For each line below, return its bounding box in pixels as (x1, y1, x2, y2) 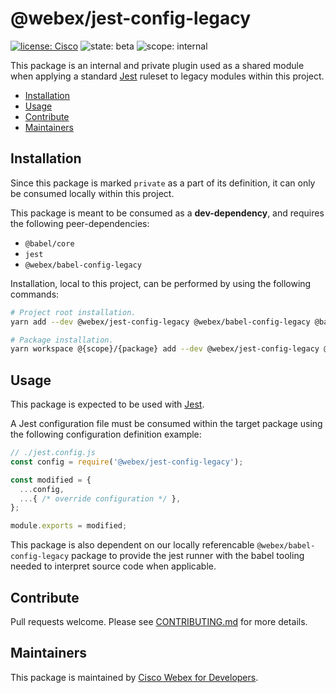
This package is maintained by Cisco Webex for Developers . (10, 671, 259, 683)
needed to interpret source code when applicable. (10, 560, 217, 572)
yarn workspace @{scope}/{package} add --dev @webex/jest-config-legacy (10, 344, 320, 354)
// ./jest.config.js (10, 448, 97, 458)
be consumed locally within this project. (10, 187, 175, 199)
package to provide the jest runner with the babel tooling (71, 550, 305, 562)
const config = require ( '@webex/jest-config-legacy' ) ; (10, 457, 244, 467)
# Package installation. (10, 335, 114, 345)
